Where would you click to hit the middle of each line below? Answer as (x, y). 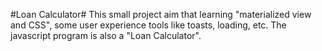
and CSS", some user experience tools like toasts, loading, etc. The (148, 25)
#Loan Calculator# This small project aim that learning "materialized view (161, 14)
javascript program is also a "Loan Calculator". (106, 35)
